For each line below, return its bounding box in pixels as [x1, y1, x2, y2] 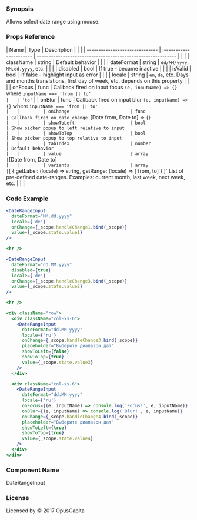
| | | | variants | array [6, 162, 149, 168]
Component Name [6, 466, 60, 474]
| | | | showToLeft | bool [6, 120, 146, 126]
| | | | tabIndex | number [6, 140, 151, 146]
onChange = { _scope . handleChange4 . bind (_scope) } [21, 414, 138, 420]
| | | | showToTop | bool [6, 130, 146, 136]
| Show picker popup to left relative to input [6, 125, 125, 131]
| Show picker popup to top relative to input [6, 135, 122, 141]
